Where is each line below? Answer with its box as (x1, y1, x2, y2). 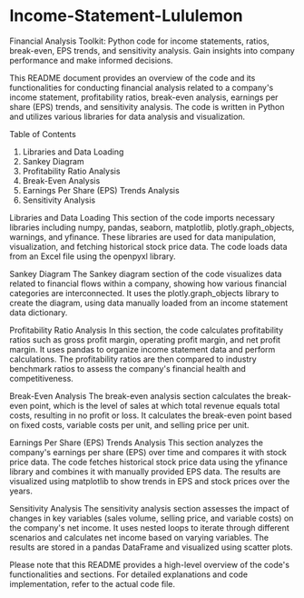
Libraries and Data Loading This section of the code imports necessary (9, 212, 275, 223)
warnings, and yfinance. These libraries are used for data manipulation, (9, 231, 277, 242)
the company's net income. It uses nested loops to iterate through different (9, 522, 290, 533)
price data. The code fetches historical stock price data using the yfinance (9, 456, 289, 467)
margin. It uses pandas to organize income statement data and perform (9, 344, 276, 354)
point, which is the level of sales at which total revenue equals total (29, 400, 280, 411)
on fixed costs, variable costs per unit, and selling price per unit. (9, 419, 250, 430)
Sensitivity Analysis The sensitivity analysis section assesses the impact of (9, 503, 290, 513)
